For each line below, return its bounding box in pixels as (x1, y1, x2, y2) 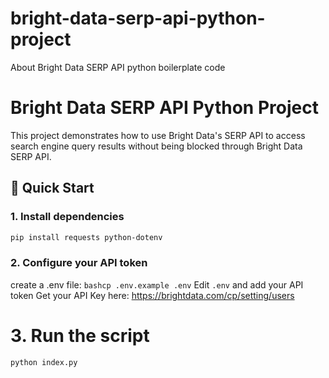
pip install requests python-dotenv (10, 232, 163, 242)
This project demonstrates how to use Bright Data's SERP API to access (10, 129, 306, 141)
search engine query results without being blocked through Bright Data (10, 140, 303, 152)
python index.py (10, 357, 78, 367)
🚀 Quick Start (10, 180, 95, 197)
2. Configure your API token (10, 256, 148, 270)
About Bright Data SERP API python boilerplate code (10, 61, 226, 73)
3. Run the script (10, 324, 150, 347)
